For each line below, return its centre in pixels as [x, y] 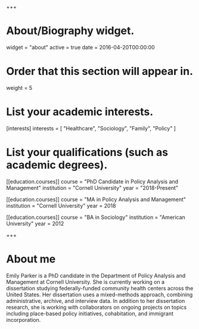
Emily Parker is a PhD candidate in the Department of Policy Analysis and [96, 275]
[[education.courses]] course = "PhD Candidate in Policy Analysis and [92, 181]
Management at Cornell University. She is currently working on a [85, 282]
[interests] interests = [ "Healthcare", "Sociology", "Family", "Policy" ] [91, 128]
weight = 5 [19, 87]
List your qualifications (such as [87, 152]
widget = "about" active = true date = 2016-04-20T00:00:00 [80, 47]
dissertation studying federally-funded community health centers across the [100, 288]
